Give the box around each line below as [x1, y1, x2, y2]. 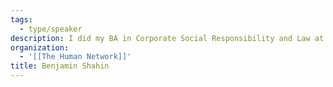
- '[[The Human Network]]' [19, 52, 132, 62]
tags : [10, 14, 33, 25]
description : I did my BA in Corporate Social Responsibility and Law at [10, 33, 325, 43]
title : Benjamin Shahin [10, 61, 110, 71]
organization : [10, 42, 70, 53]
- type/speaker [19, 24, 83, 34]
